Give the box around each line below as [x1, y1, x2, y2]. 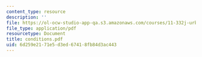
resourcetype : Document [6, 31, 66, 37]
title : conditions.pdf [6, 36, 63, 42]
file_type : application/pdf [6, 25, 77, 31]
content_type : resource [6, 8, 66, 15]
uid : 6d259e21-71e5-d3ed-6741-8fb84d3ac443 [6, 42, 117, 48]
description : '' [6, 14, 47, 20]
